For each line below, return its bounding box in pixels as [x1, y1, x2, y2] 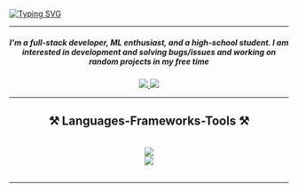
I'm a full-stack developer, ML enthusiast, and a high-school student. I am [9, 36, 289, 48]
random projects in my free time [88, 56, 210, 67]
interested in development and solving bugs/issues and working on [21, 46, 277, 57]
